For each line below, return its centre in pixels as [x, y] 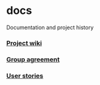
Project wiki [24, 43]
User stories [25, 75]
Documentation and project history [50, 27]
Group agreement [33, 59]
